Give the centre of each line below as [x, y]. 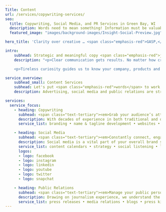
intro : [12, 51]
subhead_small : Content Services [48, 82]
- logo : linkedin [36, 165]
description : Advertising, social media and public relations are [84, 92]
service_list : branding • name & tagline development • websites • [89, 124]
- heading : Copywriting [39, 110]
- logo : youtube [35, 170]
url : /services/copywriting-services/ [45, 14]
